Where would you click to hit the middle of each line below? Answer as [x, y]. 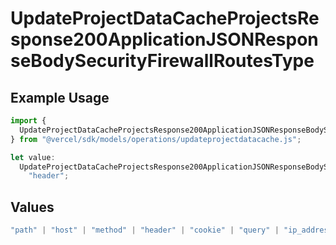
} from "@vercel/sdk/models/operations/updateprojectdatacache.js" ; [156, 139]
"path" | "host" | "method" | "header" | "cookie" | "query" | [145, 230]
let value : [33, 157]
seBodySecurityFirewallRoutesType [162, 61]
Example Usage [60, 97]
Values [32, 207]
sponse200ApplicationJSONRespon [164, 39]
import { [28, 121]
